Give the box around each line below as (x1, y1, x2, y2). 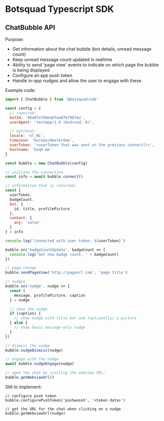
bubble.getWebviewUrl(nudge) (5, 411, 66, 416)
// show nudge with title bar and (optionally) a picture (14, 316, 137, 321)
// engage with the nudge (5, 356, 59, 362)
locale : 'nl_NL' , (9, 133, 46, 139)
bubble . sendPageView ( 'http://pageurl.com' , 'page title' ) (5, 270, 128, 275)
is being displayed (12, 67, 50, 73)
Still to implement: (5, 384, 42, 390)
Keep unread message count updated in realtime (12, 57, 113, 63)
